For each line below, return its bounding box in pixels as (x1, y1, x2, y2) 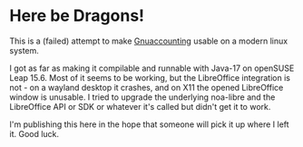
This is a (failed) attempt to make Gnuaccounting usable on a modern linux (9, 35, 288, 46)
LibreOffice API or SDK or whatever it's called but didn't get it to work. (9, 101, 271, 112)
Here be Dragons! (9, 5, 145, 26)
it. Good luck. (9, 128, 60, 139)
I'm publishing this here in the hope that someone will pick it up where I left (9, 119, 289, 130)
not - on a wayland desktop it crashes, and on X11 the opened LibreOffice (9, 82, 284, 93)
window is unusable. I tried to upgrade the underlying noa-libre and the (9, 92, 276, 103)
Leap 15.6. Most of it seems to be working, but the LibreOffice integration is (9, 72, 290, 83)
